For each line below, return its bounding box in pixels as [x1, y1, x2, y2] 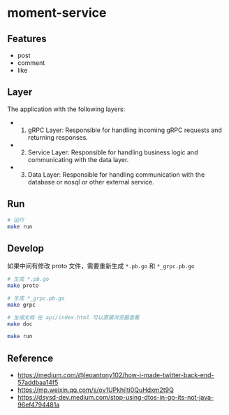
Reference [7, 352, 54, 364]
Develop [7, 242, 44, 254]
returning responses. [27, 133, 89, 141]
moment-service [7, 5, 107, 21]
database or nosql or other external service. [27, 177, 155, 186]
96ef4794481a [17, 400, 60, 409]
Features [7, 33, 47, 45]
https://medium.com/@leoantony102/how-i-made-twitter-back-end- [17, 371, 214, 379]
